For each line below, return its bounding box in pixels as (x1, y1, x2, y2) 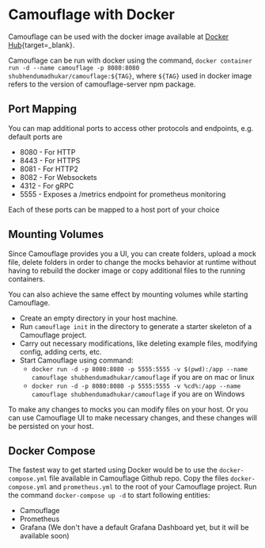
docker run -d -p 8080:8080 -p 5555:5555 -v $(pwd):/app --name (31, 365, 248, 374)
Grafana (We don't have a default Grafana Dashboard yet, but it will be (19, 523, 249, 532)
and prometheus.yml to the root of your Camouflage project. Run (48, 482, 257, 492)
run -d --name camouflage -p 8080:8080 (8, 63, 140, 72)
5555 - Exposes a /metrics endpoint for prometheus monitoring (19, 189, 226, 199)
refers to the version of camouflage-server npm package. (8, 79, 196, 89)
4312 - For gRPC (19, 181, 74, 190)
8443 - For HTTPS (19, 155, 81, 165)
